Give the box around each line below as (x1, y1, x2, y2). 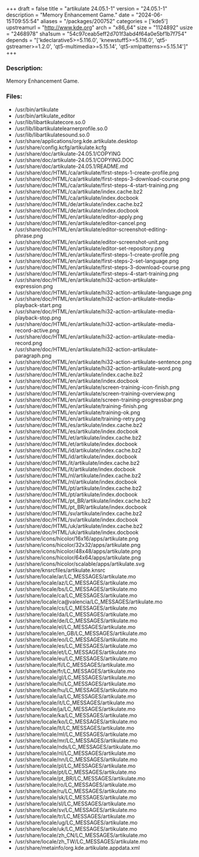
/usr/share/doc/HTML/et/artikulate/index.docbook (14, 440, 138, 447)
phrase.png (14, 232, 43, 239)
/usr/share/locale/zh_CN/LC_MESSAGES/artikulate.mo (14, 831, 147, 839)
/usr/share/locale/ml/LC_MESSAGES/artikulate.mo (14, 730, 138, 738)
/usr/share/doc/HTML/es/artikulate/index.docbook (14, 428, 138, 435)
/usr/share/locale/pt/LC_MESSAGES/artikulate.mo (14, 769, 137, 776)
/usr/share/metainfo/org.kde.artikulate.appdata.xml (14, 844, 140, 851)
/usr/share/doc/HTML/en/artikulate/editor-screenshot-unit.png (14, 238, 169, 245)
